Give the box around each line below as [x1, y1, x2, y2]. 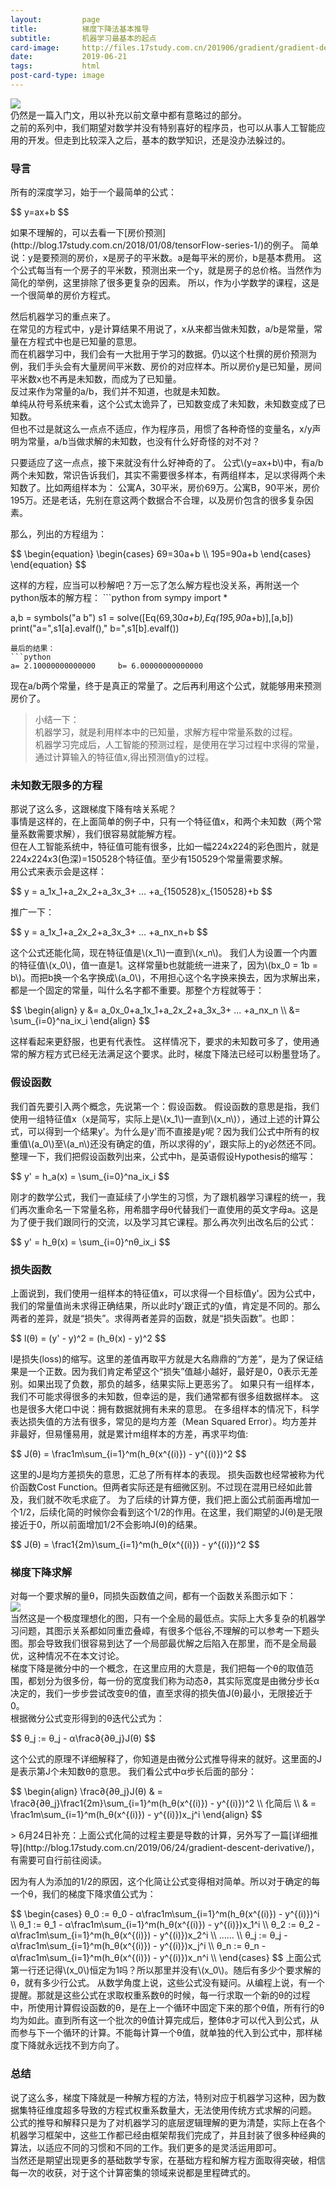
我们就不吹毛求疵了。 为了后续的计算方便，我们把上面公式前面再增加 [27, 1494, 311, 1506]
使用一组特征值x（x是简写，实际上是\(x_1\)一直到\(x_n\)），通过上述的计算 [10, 1112, 312, 1125]
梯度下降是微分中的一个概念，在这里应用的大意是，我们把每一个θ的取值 [10, 1662, 305, 1675]
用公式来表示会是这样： [10, 866, 107, 878]
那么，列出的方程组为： [10, 528, 107, 540]
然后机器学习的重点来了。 [10, 311, 116, 323]
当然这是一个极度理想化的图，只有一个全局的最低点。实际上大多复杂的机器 [10, 1612, 317, 1625]
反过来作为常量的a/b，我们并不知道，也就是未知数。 [10, 386, 226, 398]
